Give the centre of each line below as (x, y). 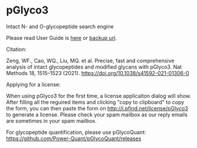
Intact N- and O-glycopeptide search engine (60, 26)
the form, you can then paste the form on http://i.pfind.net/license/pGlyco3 (97, 108)
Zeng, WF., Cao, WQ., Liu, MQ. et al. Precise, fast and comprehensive (90, 60)
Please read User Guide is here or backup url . (61, 38)
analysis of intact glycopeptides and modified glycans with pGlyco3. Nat (94, 67)
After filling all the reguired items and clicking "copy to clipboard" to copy (95, 102)
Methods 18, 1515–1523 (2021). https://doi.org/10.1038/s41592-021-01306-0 (98, 73)
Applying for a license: (33, 84)
